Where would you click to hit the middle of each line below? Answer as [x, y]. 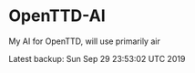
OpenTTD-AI [57, 16]
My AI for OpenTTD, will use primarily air [84, 41]
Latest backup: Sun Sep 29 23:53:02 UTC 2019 [97, 58]
